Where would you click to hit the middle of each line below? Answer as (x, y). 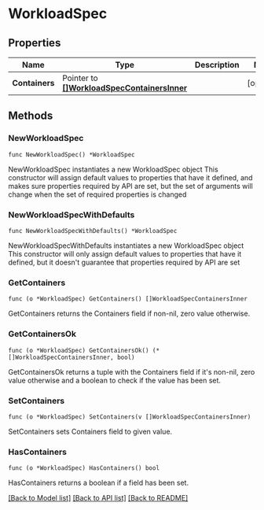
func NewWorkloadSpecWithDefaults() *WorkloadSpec (93, 231)
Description (217, 65)
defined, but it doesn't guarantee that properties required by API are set (124, 262)
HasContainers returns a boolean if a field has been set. (99, 483)
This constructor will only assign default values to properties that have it (125, 253)
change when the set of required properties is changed (97, 194)
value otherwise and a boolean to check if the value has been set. (115, 380)
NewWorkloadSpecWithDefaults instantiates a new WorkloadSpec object (126, 246)
